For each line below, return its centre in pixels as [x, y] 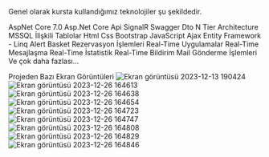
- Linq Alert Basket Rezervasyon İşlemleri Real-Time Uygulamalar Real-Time [134, 44]
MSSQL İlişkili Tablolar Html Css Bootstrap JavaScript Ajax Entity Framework [135, 36]
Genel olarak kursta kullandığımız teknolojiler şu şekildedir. [105, 12]
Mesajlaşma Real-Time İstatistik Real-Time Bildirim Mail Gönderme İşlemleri [133, 52]
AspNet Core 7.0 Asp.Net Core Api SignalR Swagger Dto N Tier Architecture [133, 27]
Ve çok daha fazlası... [44, 61]
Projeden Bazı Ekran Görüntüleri [61, 76]
